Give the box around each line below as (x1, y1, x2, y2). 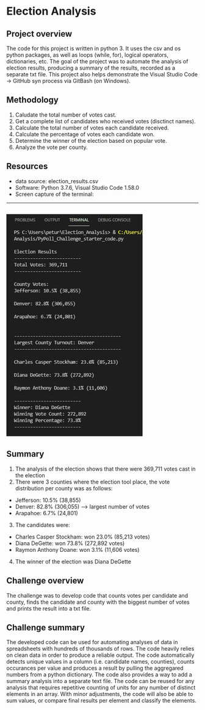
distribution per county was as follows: (15, 484, 113, 492)
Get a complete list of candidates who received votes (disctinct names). (15, 117, 196, 125)
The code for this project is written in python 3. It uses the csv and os (6, 45, 181, 52)
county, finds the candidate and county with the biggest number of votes (6, 598, 190, 606)
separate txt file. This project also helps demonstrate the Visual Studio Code (6, 71, 198, 78)
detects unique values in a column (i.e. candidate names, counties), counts (6, 658, 195, 665)
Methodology (6, 95, 59, 105)
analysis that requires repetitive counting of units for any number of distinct (6, 684, 196, 691)
